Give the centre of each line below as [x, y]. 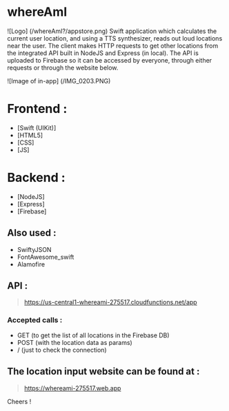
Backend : [36, 178]
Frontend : [37, 109]
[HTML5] [30, 135]
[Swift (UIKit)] [37, 127]
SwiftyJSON [34, 249]
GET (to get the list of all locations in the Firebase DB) [93, 335]
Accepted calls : [35, 320]
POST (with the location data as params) [74, 342]
